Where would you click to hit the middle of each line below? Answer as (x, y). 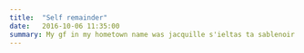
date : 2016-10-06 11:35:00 (65, 26)
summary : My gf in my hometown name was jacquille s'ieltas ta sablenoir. (154, 34)
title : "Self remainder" (58, 18)
